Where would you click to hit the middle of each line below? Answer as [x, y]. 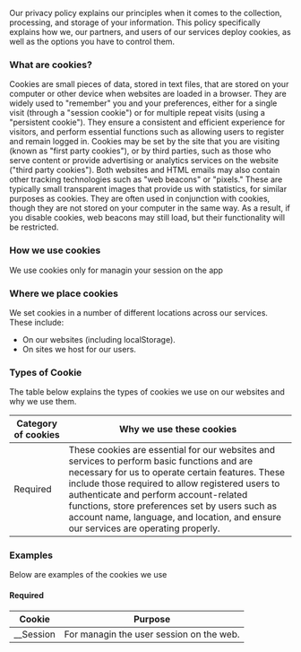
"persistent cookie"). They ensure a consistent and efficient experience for [147, 122]
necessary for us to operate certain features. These [176, 473]
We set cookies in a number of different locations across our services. [139, 312]
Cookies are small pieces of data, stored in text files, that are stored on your [149, 84]
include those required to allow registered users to [174, 483]
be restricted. [34, 227]
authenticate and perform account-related [158, 495]
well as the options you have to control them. [92, 41]
